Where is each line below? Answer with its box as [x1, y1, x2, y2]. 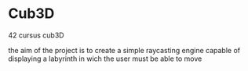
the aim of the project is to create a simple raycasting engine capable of [8, 45, 241, 55]
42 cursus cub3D [8, 30, 64, 40]
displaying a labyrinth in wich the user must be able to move [8, 54, 202, 63]
